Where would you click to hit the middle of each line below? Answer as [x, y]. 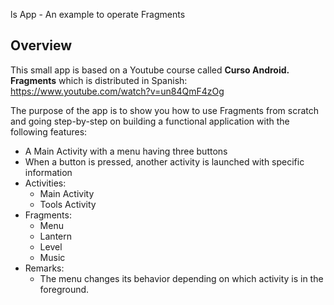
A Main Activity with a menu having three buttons [126, 151]
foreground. [64, 289]
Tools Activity [68, 204]
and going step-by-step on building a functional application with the [150, 121]
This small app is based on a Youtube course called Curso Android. [150, 70]
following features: [49, 131]
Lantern [56, 236]
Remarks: [44, 268]
